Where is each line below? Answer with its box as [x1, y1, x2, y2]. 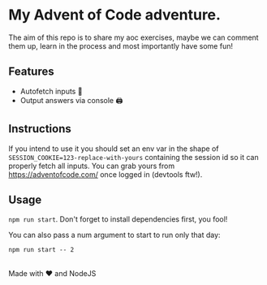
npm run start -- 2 [8, 246, 75, 254]
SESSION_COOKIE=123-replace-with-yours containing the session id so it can [8, 152, 259, 162]
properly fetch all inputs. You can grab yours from [8, 161, 175, 171]
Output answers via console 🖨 [19, 95, 123, 105]
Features [8, 65, 54, 79]
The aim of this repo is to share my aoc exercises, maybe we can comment [8, 32, 259, 42]
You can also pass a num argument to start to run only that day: [8, 230, 221, 240]
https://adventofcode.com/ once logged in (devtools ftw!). [8, 169, 203, 179]
